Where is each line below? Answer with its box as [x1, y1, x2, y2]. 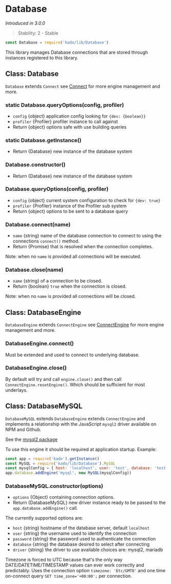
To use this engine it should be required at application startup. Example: [5, 446, 157, 452]
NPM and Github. [5, 426, 42, 432]
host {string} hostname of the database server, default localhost [12, 525, 150, 531]
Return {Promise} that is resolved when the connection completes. [12, 244, 153, 250]
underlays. [5, 387, 28, 393]
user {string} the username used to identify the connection [12, 530, 137, 536]
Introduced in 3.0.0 [5, 20, 46, 26]
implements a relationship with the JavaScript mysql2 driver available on [5, 421, 157, 427]
